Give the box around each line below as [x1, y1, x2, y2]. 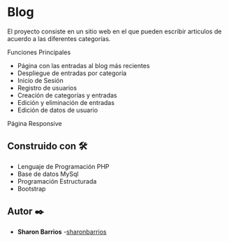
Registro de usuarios [17, 83, 77, 92]
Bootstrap [17, 184, 46, 193]
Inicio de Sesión [17, 76, 64, 84]
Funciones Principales [7, 48, 71, 56]
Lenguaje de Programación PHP [17, 162, 110, 170]
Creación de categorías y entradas [17, 91, 117, 99]
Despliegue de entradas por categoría [17, 69, 127, 77]
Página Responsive [7, 119, 62, 127]
